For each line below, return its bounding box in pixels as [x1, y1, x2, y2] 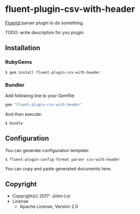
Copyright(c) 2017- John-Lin [12, 193, 70, 199]
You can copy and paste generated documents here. [5, 165, 112, 171]
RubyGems [5, 58, 32, 65]
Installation [5, 44, 40, 53]
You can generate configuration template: [5, 147, 90, 153]
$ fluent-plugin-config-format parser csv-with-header [5, 157, 120, 162]
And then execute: [5, 111, 42, 117]
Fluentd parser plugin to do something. [5, 20, 84, 26]
